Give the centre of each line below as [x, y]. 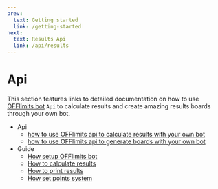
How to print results [55, 170]
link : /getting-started [47, 26]
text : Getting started [46, 20]
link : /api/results [41, 46]
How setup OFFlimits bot [62, 156]
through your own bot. [39, 113]
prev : [15, 13]
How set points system [60, 178]
